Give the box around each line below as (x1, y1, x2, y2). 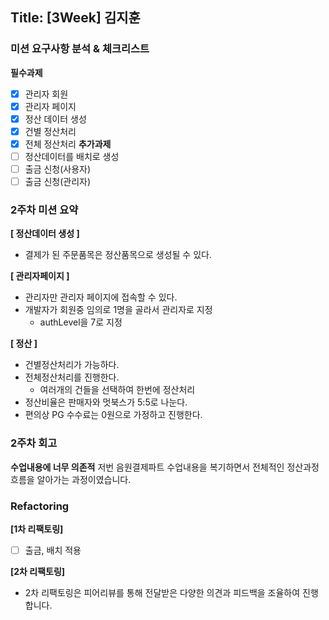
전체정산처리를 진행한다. (24, 371, 120, 383)
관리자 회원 (24, 88, 69, 100)
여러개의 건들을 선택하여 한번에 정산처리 (39, 384, 196, 396)
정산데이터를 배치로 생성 (24, 151, 120, 162)
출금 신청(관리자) (24, 176, 92, 188)
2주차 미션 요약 (10, 203, 79, 217)
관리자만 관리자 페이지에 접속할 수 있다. (24, 291, 178, 303)
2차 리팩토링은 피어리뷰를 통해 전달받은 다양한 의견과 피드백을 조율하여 (24, 587, 301, 599)
